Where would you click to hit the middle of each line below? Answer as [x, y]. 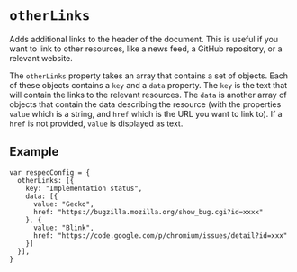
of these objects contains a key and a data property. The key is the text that [148, 85]
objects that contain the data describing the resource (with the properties [145, 104]
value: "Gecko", [63, 204]
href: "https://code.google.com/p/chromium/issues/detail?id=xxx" [160, 236]
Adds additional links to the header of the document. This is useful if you [144, 39]
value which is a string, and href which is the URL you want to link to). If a [146, 113]
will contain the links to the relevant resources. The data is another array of [148, 95]
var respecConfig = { [50, 172]
